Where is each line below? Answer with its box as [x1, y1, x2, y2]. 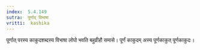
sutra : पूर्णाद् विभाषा [6, 14, 49, 20]
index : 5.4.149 [6, 8, 47, 15]
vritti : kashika [6, 20, 50, 26]
